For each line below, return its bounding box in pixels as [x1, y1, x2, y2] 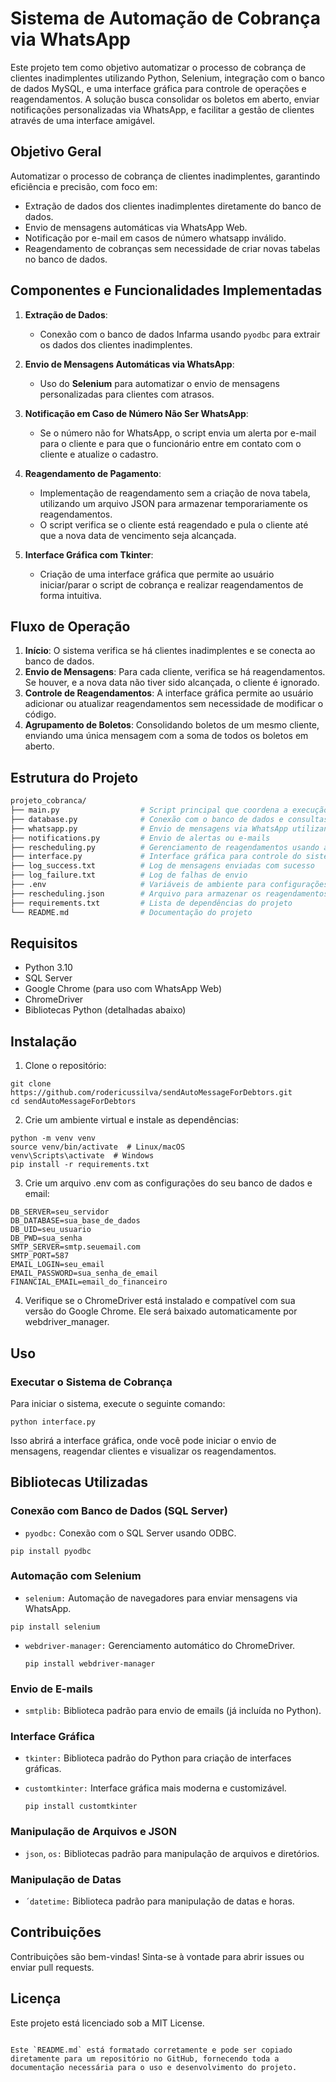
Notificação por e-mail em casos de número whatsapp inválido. [24, 232, 287, 244]
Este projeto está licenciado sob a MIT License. [10, 2017, 205, 2029]
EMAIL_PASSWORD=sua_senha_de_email [10, 1268, 159, 1279]
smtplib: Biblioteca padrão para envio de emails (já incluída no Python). [24, 1705, 322, 1717]
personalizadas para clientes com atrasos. [39, 388, 215, 400]
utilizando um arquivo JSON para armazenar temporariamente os [39, 497, 308, 509]
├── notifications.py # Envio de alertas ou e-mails [10, 833, 271, 843]
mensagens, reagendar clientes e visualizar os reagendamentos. [10, 1445, 277, 1457]
